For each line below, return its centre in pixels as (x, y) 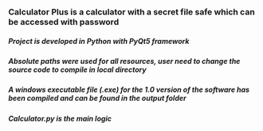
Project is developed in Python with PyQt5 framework (99, 41)
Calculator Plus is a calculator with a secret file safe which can (131, 12)
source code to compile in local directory (77, 69)
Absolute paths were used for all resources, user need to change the (124, 61)
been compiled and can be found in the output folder (97, 98)
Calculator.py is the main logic (60, 118)
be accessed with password (64, 22)
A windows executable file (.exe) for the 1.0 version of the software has (129, 89)
